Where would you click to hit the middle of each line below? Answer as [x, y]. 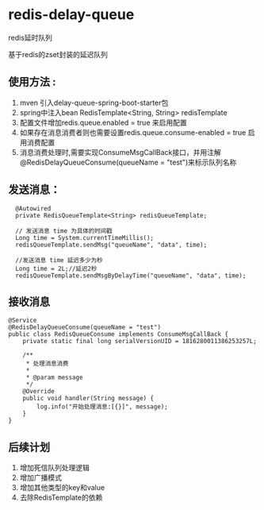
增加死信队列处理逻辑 [54, 468]
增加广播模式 [40, 477]
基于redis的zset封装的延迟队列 [58, 54]
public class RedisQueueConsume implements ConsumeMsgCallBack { [118, 334]
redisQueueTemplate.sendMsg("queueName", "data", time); [111, 245]
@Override [39, 392]
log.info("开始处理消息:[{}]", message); [102, 407]
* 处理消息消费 [47, 364]
